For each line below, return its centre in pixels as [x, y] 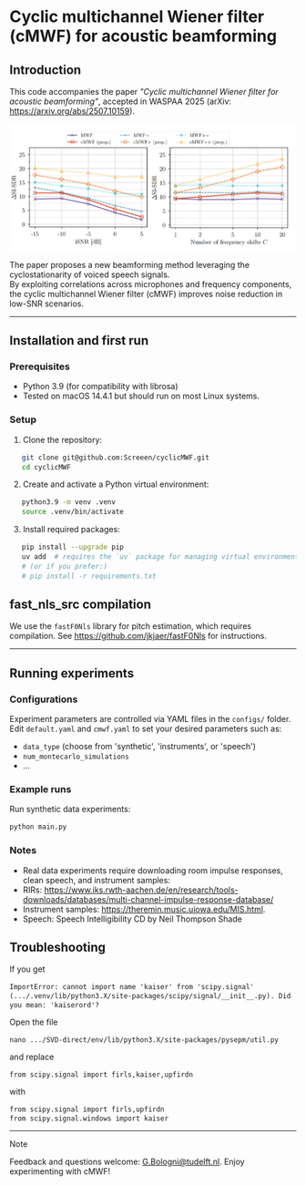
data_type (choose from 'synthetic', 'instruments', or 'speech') [139, 747]
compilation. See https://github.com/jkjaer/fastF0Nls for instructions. [138, 636]
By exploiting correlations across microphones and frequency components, [151, 284]
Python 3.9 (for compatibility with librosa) [101, 387]
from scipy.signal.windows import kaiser [89, 1119]
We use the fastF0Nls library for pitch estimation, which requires [131, 626]
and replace [32, 1057]
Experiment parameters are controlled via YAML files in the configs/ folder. [150, 719]
